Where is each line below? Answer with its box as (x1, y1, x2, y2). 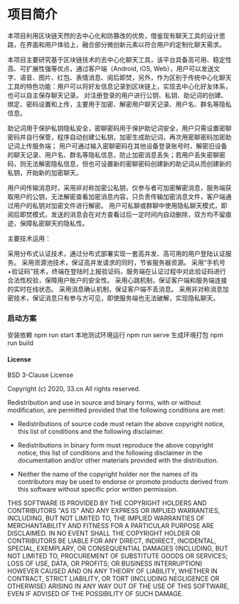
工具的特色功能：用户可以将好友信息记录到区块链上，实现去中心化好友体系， (7, 82, 232, 90)
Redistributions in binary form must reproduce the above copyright (17, 441, 213, 450)
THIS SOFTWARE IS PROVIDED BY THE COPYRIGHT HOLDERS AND (7, 499, 208, 507)
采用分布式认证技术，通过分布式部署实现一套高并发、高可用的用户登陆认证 (7, 249, 225, 258)
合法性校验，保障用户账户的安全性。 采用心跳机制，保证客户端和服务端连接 (7, 275, 228, 285)
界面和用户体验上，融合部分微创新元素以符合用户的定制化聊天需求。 (26, 40, 225, 48)
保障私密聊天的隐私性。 (19, 218, 89, 228)
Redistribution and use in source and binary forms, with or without (7, 398, 201, 407)
